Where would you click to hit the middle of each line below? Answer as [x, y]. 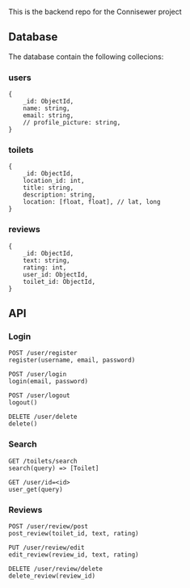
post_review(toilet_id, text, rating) [74, 533]
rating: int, [45, 267]
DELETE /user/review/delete [56, 569]
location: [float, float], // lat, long [92, 202]
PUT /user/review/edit [46, 548]
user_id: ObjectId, [56, 274]
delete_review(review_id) [52, 576]
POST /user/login [38, 374]
